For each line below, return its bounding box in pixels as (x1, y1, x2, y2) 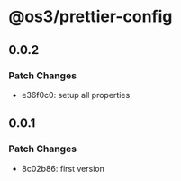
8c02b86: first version (21, 163, 104, 174)
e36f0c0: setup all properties (21, 89, 131, 100)
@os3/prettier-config (8, 6, 173, 27)
